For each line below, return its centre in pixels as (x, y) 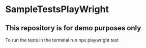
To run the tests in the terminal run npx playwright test (62, 40)
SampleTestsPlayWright (57, 9)
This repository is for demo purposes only (73, 28)
